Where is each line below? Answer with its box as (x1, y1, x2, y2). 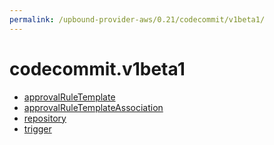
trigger (23, 122, 52, 135)
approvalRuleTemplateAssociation (23, 101, 164, 113)
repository (23, 112, 67, 124)
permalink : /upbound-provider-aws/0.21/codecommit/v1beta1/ (9, 14, 266, 25)
